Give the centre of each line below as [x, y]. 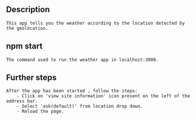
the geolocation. [27, 28]
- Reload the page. [40, 112]
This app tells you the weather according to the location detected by [95, 23]
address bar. [22, 101]
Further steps [31, 78]
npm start [24, 46]
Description [28, 10]
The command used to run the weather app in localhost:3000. [82, 60]
